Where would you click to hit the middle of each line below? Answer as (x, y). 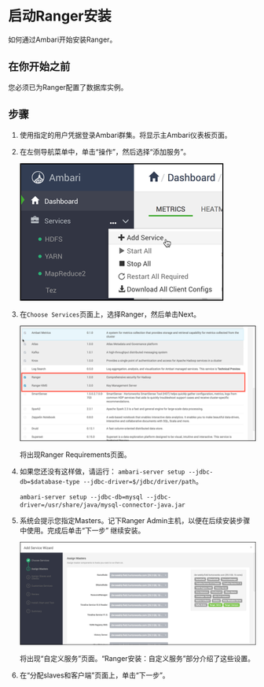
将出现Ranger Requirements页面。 (75, 455)
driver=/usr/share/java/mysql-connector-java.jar (103, 505)
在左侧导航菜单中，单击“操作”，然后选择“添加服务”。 (105, 151)
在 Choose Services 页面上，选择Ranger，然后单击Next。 (110, 314)
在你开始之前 (39, 67)
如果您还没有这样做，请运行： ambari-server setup (102, 472)
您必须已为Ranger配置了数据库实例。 (68, 87)
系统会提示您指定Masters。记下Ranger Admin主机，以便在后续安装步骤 (135, 521)
